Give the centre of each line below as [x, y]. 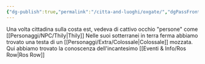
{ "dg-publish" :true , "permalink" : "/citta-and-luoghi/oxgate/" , [87, 12]
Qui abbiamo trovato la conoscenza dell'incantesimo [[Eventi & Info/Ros [96, 48]
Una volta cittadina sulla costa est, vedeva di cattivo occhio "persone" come [102, 29]
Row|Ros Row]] [26, 54]
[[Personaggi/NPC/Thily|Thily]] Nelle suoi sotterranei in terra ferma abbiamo [102, 35]
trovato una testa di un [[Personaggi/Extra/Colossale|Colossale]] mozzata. [100, 42]
